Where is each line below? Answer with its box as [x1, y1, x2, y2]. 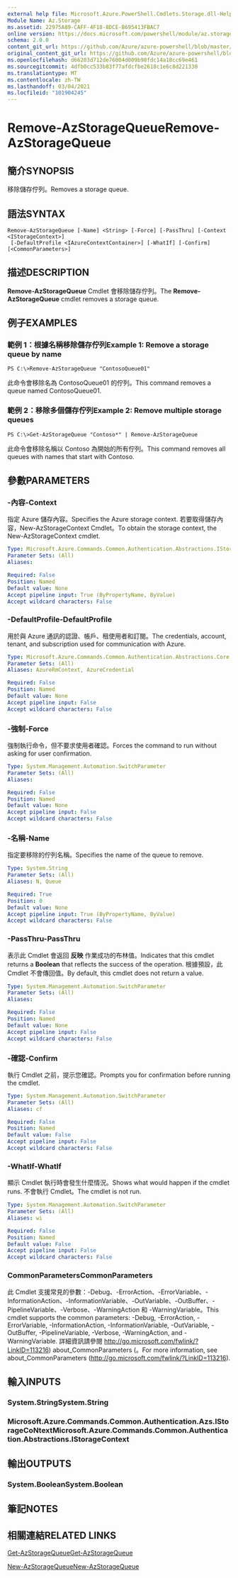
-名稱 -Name [7, 833, 50, 843]
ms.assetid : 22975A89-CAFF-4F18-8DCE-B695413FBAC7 [7, 23, 160, 30]
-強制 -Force [7, 723, 49, 733]
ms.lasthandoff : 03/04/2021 [7, 83, 91, 90]
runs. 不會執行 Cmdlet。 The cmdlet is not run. [7, 1188, 142, 1196]
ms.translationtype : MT [7, 69, 78, 77]
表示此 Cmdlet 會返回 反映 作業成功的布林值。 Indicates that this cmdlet [7, 951, 215, 959]
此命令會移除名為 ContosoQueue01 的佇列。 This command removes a [7, 378, 211, 387]
